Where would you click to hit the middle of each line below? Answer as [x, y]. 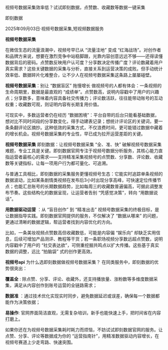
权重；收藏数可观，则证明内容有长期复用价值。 [53, 104]
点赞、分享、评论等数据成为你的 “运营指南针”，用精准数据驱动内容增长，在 [82, 336]
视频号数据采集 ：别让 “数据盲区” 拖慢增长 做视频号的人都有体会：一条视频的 [83, 86]
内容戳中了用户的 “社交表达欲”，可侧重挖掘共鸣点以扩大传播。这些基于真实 [82, 245]
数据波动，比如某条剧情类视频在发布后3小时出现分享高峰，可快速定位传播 [81, 180]
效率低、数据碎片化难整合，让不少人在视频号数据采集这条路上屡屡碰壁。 [79, 75]
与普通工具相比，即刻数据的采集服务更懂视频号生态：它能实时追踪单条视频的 [84, 174]
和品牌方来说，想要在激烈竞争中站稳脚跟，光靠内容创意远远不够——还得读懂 [84, 56]
